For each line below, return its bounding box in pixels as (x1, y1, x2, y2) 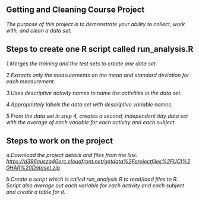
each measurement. (6, 77, 55, 85)
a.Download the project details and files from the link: (6, 152, 138, 159)
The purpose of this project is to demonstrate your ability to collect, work (6, 20, 185, 27)
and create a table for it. (6, 189, 66, 196)
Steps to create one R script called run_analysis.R (6, 44, 194, 54)
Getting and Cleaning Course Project (6, 5, 145, 15)
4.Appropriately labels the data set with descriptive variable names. (6, 100, 173, 108)
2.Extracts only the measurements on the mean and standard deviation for (6, 71, 189, 78)
